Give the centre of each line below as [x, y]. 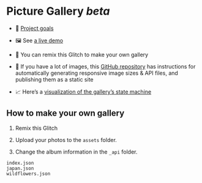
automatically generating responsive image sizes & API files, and [97, 73]
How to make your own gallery [65, 114]
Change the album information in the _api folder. [76, 152]
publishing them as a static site [54, 79]
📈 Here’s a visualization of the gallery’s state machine [83, 91]
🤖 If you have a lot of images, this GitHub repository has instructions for [105, 66]
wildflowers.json [28, 174]
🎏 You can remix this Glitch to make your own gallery [82, 54]
